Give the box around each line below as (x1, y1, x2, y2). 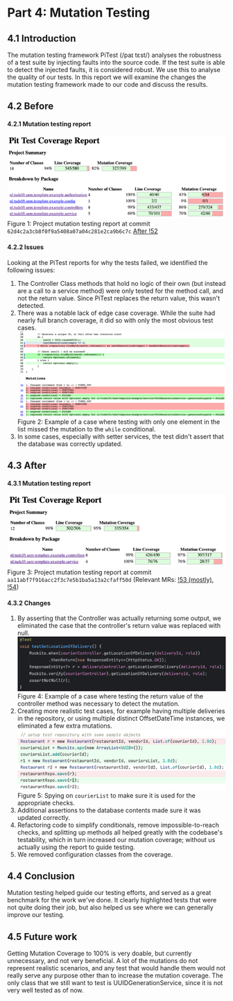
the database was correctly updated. (17, 439, 123, 448)
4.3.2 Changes (7, 599, 51, 607)
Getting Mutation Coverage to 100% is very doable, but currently (7, 949, 192, 958)
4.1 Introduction (7, 33, 76, 44)
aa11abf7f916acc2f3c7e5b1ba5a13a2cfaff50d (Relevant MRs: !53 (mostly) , (7, 576, 214, 584)
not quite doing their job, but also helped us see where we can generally (7, 903, 214, 912)
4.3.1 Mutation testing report (7, 479, 92, 487)
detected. (17, 301, 45, 309)
